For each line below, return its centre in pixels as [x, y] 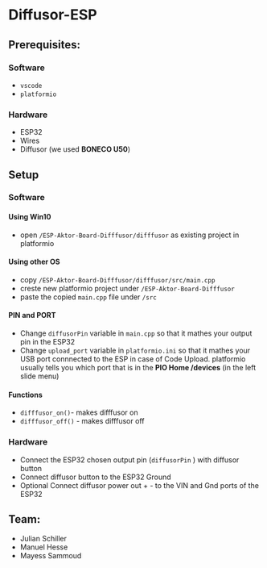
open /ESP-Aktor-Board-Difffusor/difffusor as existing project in [129, 235]
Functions [25, 395]
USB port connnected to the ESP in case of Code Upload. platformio [133, 359]
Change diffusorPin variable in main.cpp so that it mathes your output [136, 333]
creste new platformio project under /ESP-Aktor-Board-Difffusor [127, 288]
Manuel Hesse [44, 547]
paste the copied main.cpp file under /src [88, 297]
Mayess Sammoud [51, 556]
